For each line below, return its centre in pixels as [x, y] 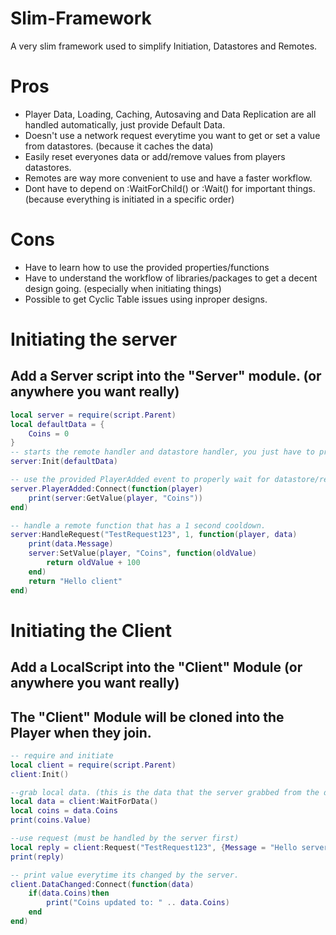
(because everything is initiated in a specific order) [129, 199]
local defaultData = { [57, 424]
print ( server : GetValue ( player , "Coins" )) [115, 498]
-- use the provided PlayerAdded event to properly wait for [140, 480]
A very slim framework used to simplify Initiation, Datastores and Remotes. [164, 46]
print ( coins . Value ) [51, 820]
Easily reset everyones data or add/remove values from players [155, 156]
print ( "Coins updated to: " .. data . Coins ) [138, 903]
